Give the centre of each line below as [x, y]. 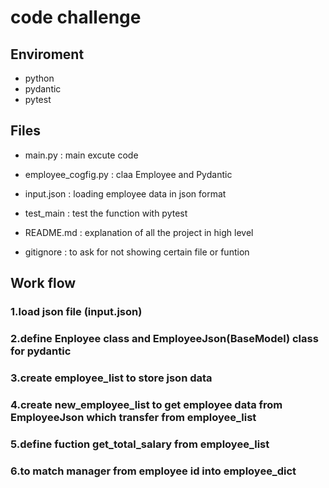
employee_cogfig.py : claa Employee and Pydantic [128, 174]
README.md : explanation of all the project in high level [139, 232]
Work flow [43, 283]
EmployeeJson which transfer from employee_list [133, 417]
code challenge [76, 17]
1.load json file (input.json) [76, 312]
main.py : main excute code [81, 155]
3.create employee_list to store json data [111, 378]
